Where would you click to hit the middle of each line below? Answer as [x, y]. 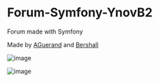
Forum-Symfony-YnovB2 [80, 13]
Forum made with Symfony [45, 31]
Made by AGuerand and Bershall [53, 44]
